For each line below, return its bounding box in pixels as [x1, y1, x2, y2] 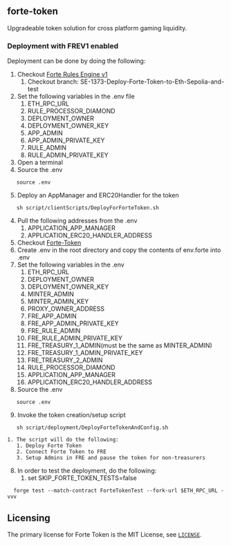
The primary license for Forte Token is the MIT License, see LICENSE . [7, 530, 202, 538]
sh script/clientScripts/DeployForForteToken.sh [16, 204, 159, 211]
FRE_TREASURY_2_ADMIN [27, 356, 103, 365]
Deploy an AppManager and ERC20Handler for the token [17, 191, 179, 200]
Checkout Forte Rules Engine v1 [17, 70, 108, 79]
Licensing [7, 512, 50, 524]
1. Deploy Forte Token [16, 442, 82, 450]
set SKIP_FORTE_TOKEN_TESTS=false [27, 474, 137, 482]
